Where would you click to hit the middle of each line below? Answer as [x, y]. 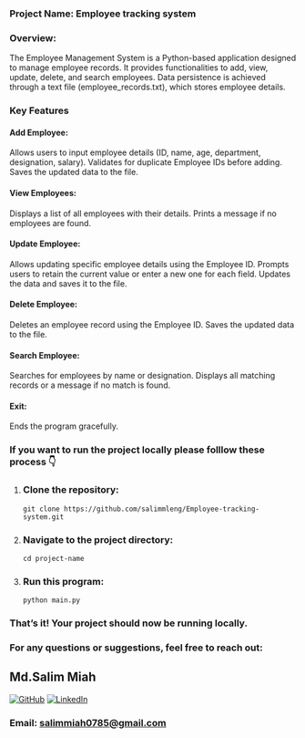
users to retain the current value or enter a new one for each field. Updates [150, 274]
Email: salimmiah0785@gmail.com [88, 722]
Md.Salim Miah [53, 677]
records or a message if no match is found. [90, 385]
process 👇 [33, 462]
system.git [43, 517]
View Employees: [43, 192]
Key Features [40, 110]
